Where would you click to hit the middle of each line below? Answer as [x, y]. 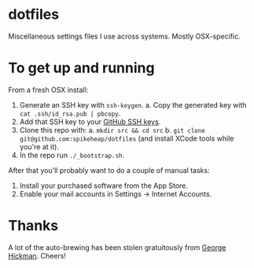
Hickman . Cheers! [37, 255]
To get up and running [81, 68]
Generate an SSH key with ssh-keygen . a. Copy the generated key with [133, 105]
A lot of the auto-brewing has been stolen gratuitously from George [117, 247]
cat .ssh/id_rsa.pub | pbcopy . [70, 113]
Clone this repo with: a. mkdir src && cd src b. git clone [112, 130]
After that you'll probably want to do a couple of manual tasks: [109, 170]
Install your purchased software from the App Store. [104, 185]
